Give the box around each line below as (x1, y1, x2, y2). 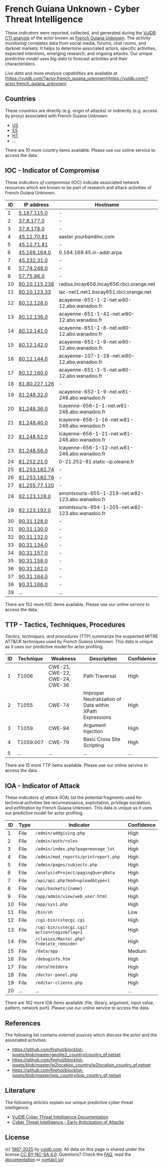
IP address (23, 201, 49, 208)
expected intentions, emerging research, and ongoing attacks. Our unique (5, 50, 153, 56)
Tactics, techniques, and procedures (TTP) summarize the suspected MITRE (5, 633, 158, 639)
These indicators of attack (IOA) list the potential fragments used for (5, 794, 142, 801)
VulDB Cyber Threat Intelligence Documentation (12, 1114, 109, 1120)
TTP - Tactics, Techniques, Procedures (5, 620, 126, 628)
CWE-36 (48, 682, 69, 689)
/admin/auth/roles (35, 838, 78, 844)
